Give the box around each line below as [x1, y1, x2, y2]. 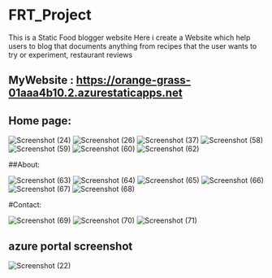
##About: [8, 160, 41, 170]
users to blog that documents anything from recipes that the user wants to [8, 41, 257, 50]
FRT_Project [8, 6, 92, 24]
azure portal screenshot [8, 239, 133, 253]
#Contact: [8, 200, 42, 210]
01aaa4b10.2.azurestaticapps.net [8, 86, 183, 100]
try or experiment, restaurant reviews [8, 50, 132, 59]
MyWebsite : [8, 73, 75, 87]
